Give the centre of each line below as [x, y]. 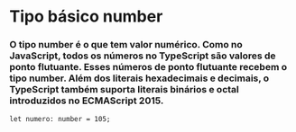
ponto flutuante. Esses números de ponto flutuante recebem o [148, 67]
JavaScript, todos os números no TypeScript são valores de [143, 56]
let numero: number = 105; [60, 119]
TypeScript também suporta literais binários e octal [124, 90]
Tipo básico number [86, 17]
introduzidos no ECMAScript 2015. [87, 101]
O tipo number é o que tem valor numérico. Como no [126, 45]
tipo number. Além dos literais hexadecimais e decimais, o [139, 78]
